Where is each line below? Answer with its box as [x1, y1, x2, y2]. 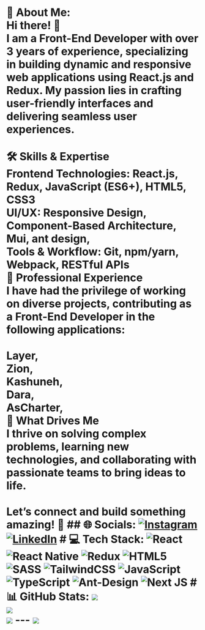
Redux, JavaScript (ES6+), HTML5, [6, 180, 187, 194]
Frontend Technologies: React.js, [6, 167, 179, 181]
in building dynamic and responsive [6, 57, 192, 72]
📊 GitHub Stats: [6, 590, 90, 604]
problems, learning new [6, 440, 130, 454]
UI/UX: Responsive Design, [6, 206, 147, 220]
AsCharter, [6, 401, 64, 415]
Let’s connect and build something [6, 505, 186, 519]
